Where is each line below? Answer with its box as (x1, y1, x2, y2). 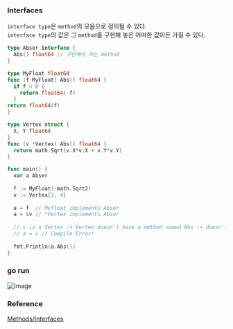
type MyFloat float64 (7, 70, 70, 77)
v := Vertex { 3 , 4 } (13, 191, 67, 199)
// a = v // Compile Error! (13, 231, 95, 238)
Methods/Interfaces (7, 314, 64, 323)
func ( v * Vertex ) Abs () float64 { (7, 141, 107, 148)
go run (7, 266, 30, 276)
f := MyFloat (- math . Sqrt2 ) (13, 185, 92, 192)
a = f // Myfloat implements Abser (13, 204, 119, 211)
